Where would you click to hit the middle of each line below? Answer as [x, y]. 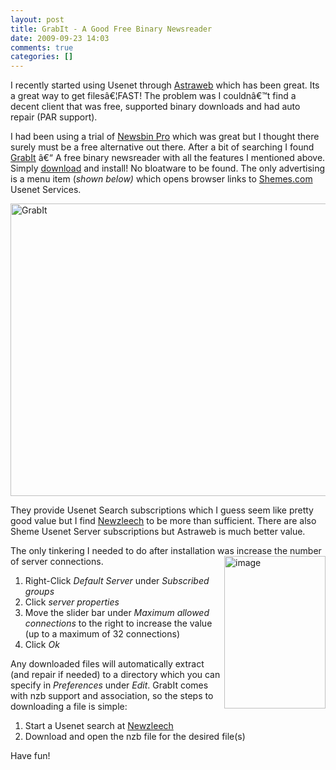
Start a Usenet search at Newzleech [99, 726]
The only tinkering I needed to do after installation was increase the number [166, 551]
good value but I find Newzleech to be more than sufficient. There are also [163, 521]
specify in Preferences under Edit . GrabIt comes [109, 685]
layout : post [37, 19]
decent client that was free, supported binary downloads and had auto [155, 107]
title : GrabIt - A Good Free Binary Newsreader [111, 29]
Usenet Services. [46, 190]
